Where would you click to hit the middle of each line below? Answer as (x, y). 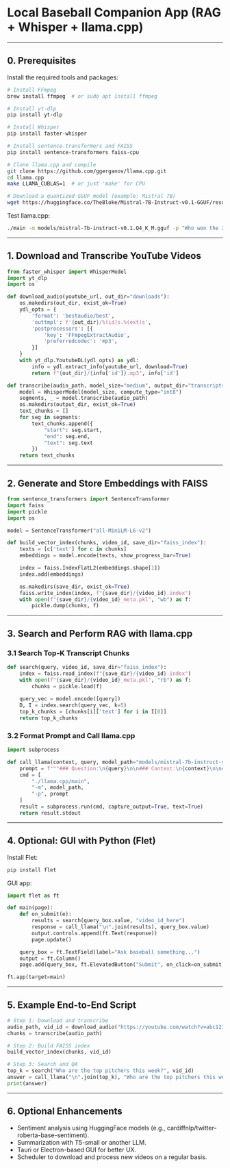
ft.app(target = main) (37, 977)
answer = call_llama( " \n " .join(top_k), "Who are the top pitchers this (111, 1077)
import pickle (27, 511)
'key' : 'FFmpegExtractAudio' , (87, 335)
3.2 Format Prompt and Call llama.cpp (71, 735)
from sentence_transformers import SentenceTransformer (88, 499)
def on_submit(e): (46, 914)
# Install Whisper (33, 127)
